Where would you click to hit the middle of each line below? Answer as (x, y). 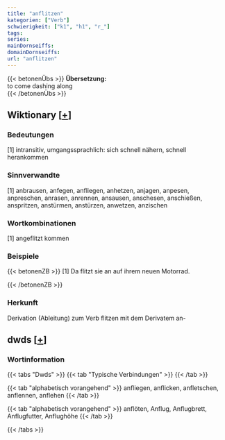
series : (18, 40)
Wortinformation (36, 359)
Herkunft (23, 303)
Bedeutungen (31, 135)
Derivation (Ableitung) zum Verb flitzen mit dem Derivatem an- (97, 318)
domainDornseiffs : (34, 53)
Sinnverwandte (34, 176)
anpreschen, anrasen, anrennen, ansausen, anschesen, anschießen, (105, 198)
